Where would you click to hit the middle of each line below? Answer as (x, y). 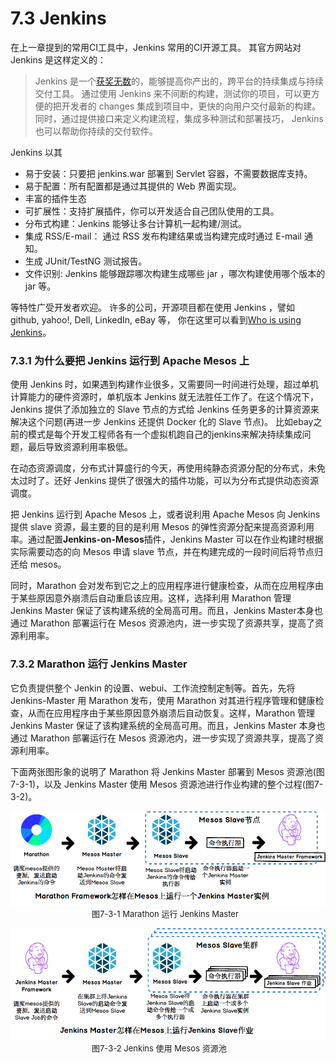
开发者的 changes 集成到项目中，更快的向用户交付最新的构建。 (191, 106)
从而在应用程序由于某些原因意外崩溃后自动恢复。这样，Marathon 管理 (171, 713)
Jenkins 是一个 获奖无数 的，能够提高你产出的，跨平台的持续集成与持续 (179, 81)
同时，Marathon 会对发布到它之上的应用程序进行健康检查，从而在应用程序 (163, 586)
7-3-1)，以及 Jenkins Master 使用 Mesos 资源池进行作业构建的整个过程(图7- (167, 784)
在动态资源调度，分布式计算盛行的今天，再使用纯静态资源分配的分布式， (159, 468)
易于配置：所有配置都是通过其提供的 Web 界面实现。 (133, 186)
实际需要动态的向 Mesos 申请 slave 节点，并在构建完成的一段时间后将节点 (162, 552)
